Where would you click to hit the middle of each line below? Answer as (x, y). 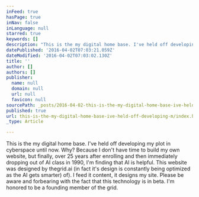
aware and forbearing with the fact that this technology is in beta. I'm (90, 182)
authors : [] (21, 72)
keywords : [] (22, 39)
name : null (25, 83)
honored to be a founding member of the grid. (62, 188)
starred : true (24, 34)
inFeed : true (22, 12)
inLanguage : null (28, 28)
